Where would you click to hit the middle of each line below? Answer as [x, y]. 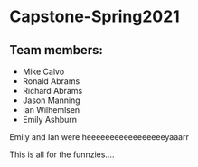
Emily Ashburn [50, 120]
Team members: [57, 50]
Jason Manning [51, 100]
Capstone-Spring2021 [95, 17]
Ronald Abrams [51, 81]
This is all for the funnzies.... [62, 154]
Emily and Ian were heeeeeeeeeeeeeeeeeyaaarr [99, 137]
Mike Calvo [43, 71]
